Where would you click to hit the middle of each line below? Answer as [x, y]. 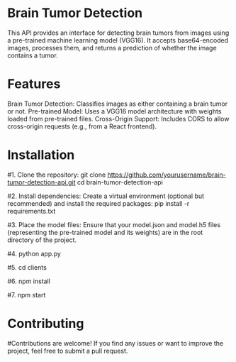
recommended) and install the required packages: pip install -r [99, 203]
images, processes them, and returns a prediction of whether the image [112, 48]
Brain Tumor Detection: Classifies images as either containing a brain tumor [118, 104]
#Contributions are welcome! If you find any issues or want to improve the [116, 343]
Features [34, 84]
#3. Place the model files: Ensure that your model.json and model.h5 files [114, 224]
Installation [41, 155]
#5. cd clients [27, 267]
